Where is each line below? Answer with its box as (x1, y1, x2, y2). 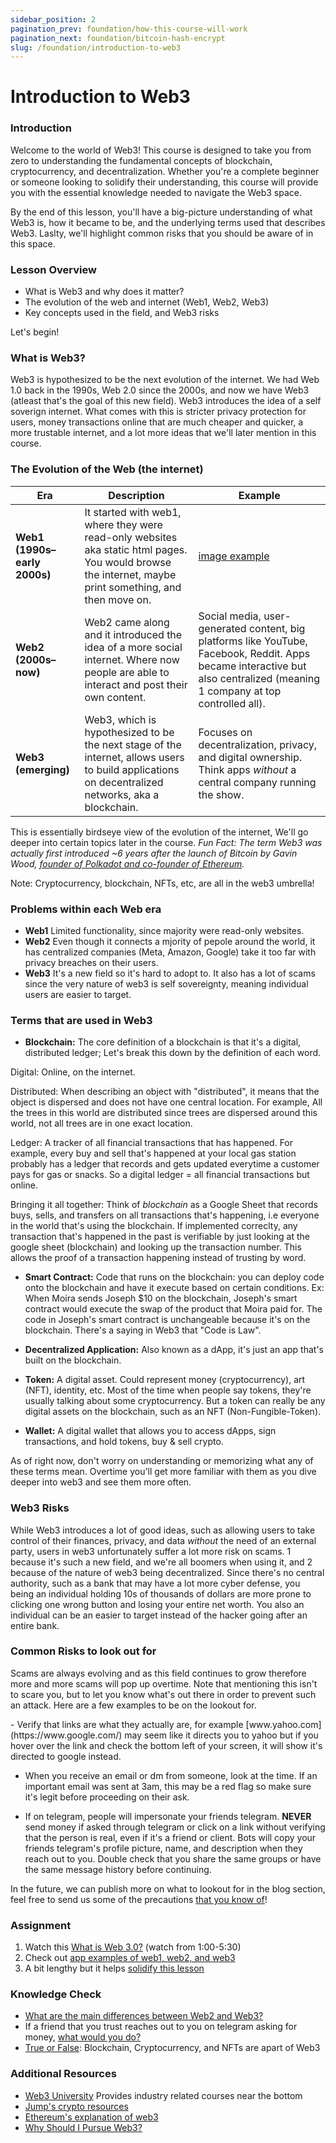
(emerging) (15, 762, 70, 776)
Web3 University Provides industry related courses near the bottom (24, 2089, 303, 2101)
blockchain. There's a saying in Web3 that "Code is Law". (24, 1324, 262, 1336)
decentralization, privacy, (198, 737, 318, 751)
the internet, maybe (84, 567, 177, 581)
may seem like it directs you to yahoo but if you (124, 1729, 319, 1741)
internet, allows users (84, 750, 185, 764)
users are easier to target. (24, 988, 132, 1000)
